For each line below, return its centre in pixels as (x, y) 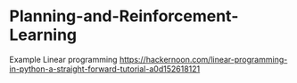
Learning (43, 35)
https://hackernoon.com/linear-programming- (203, 59)
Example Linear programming (63, 59)
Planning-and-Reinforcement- (124, 16)
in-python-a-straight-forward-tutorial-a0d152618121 (105, 69)
